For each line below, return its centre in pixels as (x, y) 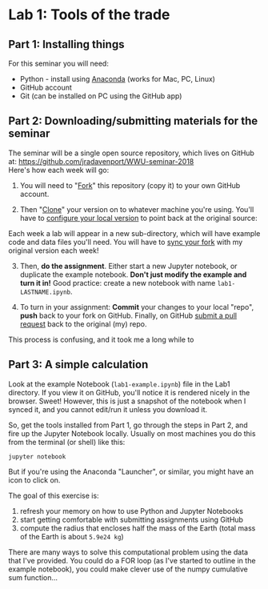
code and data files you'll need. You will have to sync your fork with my (126, 242)
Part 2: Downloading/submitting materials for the (133, 121)
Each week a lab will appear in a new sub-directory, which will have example (134, 233)
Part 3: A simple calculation (78, 365)
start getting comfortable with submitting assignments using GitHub (132, 519)
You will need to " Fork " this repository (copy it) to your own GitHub (130, 185)
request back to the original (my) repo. (83, 324)
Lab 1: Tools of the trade (89, 15)
